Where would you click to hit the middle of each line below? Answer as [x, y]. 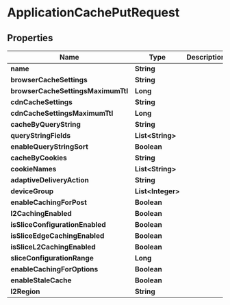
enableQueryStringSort [50, 147]
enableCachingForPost [49, 202]
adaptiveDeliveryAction [50, 180]
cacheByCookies [39, 158]
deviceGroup [32, 191]
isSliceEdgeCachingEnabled [57, 236]
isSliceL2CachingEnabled [53, 247]
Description [206, 57]
